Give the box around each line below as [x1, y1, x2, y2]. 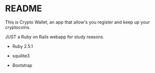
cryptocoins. [5, 24, 31, 30]
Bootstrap [12, 62, 32, 68]
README [5, 3, 42, 14]
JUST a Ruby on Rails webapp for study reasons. [5, 34, 104, 40]
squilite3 [12, 52, 30, 59]
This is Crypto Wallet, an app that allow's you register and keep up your [5, 19, 150, 25]
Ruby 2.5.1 [12, 43, 33, 49]
